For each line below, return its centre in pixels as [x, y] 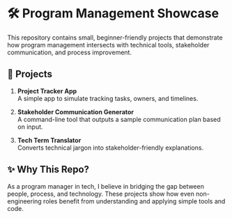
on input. [30, 127]
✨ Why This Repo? [48, 170]
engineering [24, 201]
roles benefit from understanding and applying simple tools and [134, 201]
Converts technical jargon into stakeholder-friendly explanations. [110, 148]
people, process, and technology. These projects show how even [101, 194]
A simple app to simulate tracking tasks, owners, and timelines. [108, 98]
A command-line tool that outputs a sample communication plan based [119, 119]
